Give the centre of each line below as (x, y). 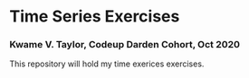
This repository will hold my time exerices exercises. (107, 64)
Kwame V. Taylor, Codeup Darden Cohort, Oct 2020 (125, 45)
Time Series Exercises (95, 17)
